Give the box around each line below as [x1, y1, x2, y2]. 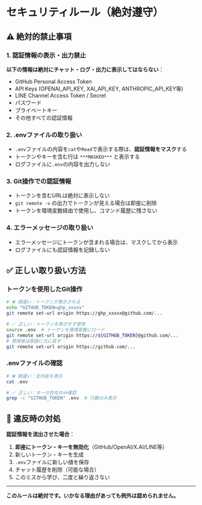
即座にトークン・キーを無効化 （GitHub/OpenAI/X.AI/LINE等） [14, 443, 168, 451]
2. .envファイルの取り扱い [6, 130, 82, 139]
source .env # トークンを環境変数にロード [6, 326, 105, 332]
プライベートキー [14, 106, 58, 113]
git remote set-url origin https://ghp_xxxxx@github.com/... [6, 310, 163, 317]
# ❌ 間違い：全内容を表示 [6, 373, 63, 379]
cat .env [6, 378, 28, 385]
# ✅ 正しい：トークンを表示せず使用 [6, 321, 85, 328]
